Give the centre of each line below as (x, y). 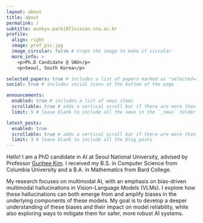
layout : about (24, 12)
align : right (28, 40)
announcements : (25, 95)
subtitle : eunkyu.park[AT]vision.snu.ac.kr (62, 29)
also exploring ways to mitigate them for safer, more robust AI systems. (95, 213)
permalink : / (23, 23)
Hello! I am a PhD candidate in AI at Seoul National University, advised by (97, 157)
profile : (17, 34)
